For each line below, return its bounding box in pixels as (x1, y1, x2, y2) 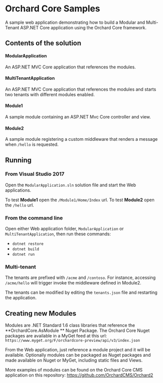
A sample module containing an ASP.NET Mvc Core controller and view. (5, 113, 151, 119)
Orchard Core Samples (5, 3, 100, 14)
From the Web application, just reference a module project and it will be (5, 347, 151, 353)
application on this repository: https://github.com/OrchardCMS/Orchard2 (5, 372, 154, 378)
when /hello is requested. (5, 142, 59, 148)
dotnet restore (12, 241, 44, 247)
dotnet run (12, 252, 35, 257)
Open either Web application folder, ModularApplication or (5, 226, 124, 232)
